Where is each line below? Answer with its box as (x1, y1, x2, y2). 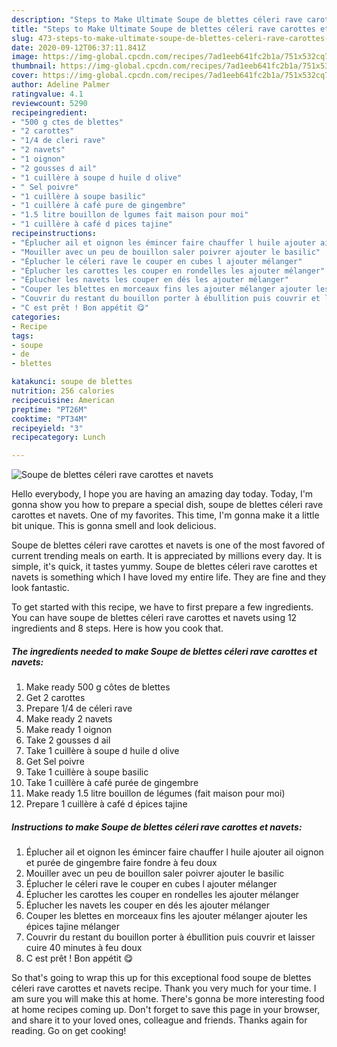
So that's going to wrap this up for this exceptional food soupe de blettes (11, 972, 312, 984)
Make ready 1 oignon (25, 724, 113, 736)
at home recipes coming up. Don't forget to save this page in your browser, (11, 1004, 321, 1016)
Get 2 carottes (25, 692, 86, 704)
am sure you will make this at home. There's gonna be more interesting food (11, 993, 325, 1005)
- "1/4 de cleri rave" (11, 136, 106, 146)
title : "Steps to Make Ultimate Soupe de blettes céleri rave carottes (11, 24, 316, 34)
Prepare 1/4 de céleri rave (25, 702, 133, 715)
